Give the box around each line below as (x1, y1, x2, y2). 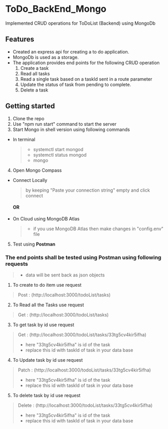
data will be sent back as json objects (25, 272, 105, 278)
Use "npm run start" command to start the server (12, 121, 117, 127)
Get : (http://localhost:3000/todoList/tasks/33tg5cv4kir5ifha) (17, 332, 147, 338)
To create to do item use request (12, 282, 82, 288)
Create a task (20, 65, 49, 71)
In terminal (12, 136, 36, 142)
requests (5, 260, 28, 267)
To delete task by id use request (12, 393, 81, 399)
